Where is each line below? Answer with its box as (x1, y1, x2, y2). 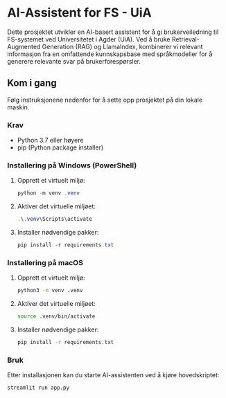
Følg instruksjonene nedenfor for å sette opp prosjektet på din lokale (7, 96, 203, 104)
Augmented (7, 42, 41, 51)
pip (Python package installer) (17, 143, 104, 152)
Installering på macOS (7, 257, 83, 267)
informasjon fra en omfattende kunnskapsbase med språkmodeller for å (7, 50, 213, 58)
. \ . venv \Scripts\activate (17, 216, 92, 223)
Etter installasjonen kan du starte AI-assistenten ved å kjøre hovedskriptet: (7, 371, 220, 379)
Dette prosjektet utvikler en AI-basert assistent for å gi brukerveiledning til (7, 28, 219, 36)
